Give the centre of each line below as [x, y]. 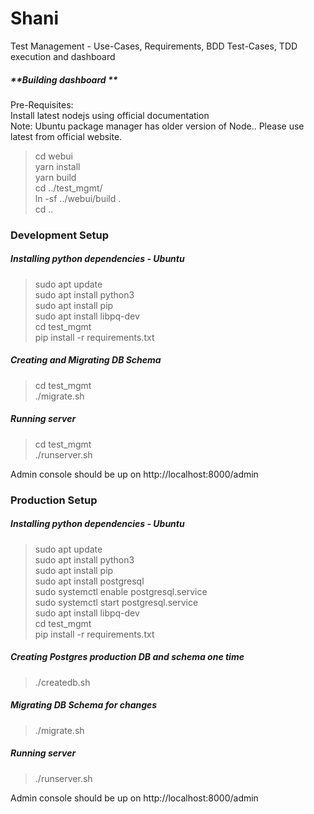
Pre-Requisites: [42, 104]
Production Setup [54, 500]
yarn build [55, 177]
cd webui [53, 156]
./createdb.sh [62, 682]
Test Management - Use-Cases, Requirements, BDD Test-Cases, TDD [154, 46]
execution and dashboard [63, 56]
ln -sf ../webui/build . [78, 198]
